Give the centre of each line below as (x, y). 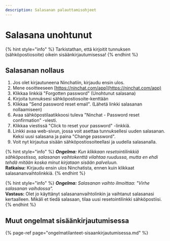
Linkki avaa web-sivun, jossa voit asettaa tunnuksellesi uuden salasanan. (89, 131)
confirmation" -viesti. (35, 120)
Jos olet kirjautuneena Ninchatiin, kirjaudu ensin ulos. (69, 83)
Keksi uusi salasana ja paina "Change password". (64, 136)
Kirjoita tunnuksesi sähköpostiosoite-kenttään (60, 99)
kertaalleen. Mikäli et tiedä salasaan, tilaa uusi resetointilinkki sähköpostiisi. (84, 199)
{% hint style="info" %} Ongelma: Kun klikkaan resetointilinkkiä (72, 152)
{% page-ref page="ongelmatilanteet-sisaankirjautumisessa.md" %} (77, 233)
